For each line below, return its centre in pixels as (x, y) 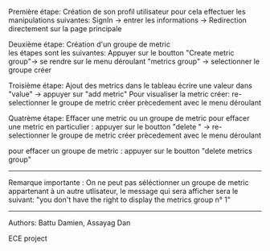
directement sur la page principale (65, 29)
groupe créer (30, 70)
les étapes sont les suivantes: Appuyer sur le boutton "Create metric (121, 53)
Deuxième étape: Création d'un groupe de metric (90, 44)
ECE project (28, 238)
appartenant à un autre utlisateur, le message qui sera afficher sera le (123, 191)
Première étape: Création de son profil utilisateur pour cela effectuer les (127, 12)
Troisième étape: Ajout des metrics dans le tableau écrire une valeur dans (131, 85)
